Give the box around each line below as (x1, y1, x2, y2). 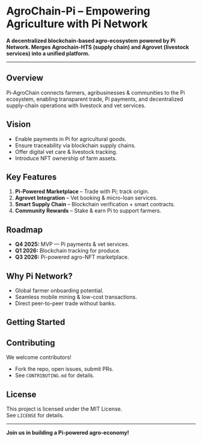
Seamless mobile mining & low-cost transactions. (14, 294, 137, 300)
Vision (6, 119, 31, 130)
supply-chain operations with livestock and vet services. (6, 101, 146, 109)
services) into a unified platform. (6, 49, 90, 57)
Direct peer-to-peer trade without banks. (14, 300, 116, 307)
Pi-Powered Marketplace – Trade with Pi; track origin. (14, 188, 150, 195)
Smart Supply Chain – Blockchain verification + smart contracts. (14, 201, 176, 208)
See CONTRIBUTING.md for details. (14, 372, 95, 379)
